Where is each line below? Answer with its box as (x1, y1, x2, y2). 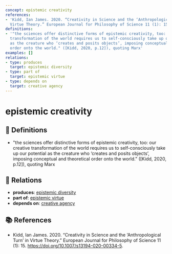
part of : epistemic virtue (12, 195, 64, 201)
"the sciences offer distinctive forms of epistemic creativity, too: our (12, 139, 157, 146)
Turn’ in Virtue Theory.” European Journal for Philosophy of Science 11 (12, 237, 161, 243)
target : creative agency (10, 83, 63, 88)
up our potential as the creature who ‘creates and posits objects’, (12, 150, 149, 156)
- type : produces (5, 60, 42, 65)
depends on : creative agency (12, 200, 75, 206)
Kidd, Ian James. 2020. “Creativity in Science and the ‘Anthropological (12, 232, 161, 238)
